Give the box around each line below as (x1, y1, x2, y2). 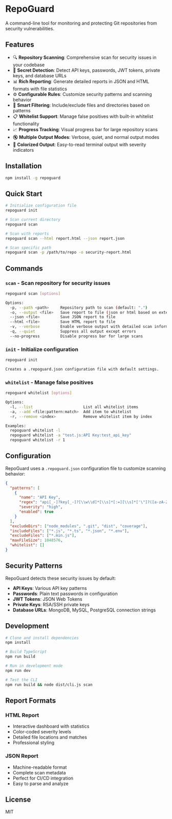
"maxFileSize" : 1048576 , (10, 538, 63, 543)
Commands (5, 264, 44, 273)
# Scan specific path (5, 245, 52, 250)
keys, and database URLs (12, 72, 67, 78)
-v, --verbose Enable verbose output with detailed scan (10, 324, 153, 330)
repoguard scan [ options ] (5, 291, 60, 296)
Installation (5, 162, 42, 171)
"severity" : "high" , (18, 504, 63, 510)
